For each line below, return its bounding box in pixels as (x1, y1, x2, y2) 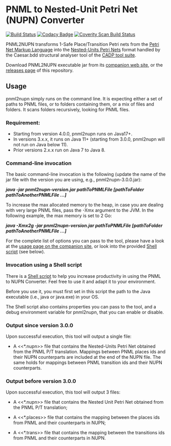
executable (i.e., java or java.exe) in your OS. (6, 294, 99, 300)
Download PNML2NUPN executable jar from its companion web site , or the (6, 62, 163, 68)
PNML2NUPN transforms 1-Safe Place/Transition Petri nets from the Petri (6, 41, 159, 47)
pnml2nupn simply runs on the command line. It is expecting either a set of (6, 95, 163, 101)
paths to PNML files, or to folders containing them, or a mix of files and (6, 101, 154, 107)
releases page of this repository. (6, 67, 74, 73)
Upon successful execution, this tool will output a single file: (6, 333, 132, 339)
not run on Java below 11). (13, 142, 68, 148)
